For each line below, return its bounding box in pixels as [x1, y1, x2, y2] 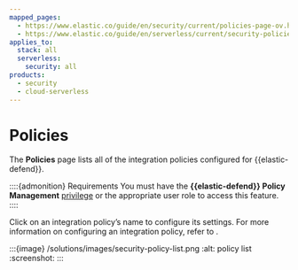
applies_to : [9, 37, 53, 47]
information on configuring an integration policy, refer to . [9, 227, 219, 237]
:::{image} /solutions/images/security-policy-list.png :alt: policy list [9, 243, 253, 254]
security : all [25, 63, 77, 72]
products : [9, 71, 46, 80]
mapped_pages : [9, 12, 62, 22]
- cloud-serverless [17, 87, 90, 96]
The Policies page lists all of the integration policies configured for [9, 154, 253, 165]
